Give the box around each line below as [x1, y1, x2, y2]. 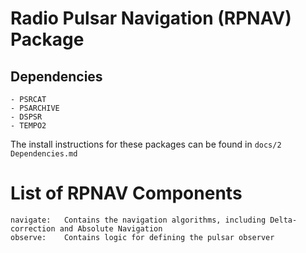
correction [10, 223, 56, 234]
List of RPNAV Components [10, 182, 243, 205]
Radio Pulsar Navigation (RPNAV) [10, 7, 292, 30]
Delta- [269, 215, 298, 225]
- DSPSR [10, 112, 43, 122]
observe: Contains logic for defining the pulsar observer [10, 232, 275, 242]
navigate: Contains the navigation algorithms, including [10, 215, 267, 225]
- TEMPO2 [10, 121, 47, 131]
